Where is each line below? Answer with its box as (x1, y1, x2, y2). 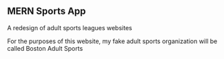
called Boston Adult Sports (7, 44, 83, 52)
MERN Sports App (7, 5, 86, 17)
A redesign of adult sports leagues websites (7, 23, 132, 32)
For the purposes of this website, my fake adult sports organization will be (7, 37, 218, 45)
